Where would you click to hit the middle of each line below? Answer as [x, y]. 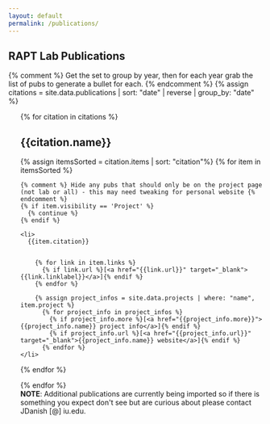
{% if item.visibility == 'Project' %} [87, 207]
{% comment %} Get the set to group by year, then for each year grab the [131, 76]
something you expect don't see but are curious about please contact [136, 403]
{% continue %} [53, 214]
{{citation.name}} [66, 142]
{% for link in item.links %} [85, 263]
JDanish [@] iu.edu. [53, 411]
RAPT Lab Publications [67, 56]
